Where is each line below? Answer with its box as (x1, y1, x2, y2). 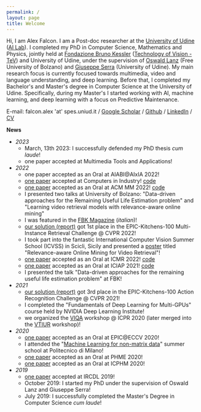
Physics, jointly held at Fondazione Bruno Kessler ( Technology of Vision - (6, 50, 192, 58)
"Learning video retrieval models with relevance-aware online (24, 203, 181, 211)
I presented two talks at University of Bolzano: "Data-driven (24, 190, 176, 198)
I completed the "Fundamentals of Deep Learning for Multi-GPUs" (24, 301, 192, 309)
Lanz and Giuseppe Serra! (24, 386, 91, 394)
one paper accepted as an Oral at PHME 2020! (24, 354, 143, 361)
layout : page (6, 15, 40, 21)
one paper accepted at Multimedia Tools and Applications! (24, 158, 173, 165)
